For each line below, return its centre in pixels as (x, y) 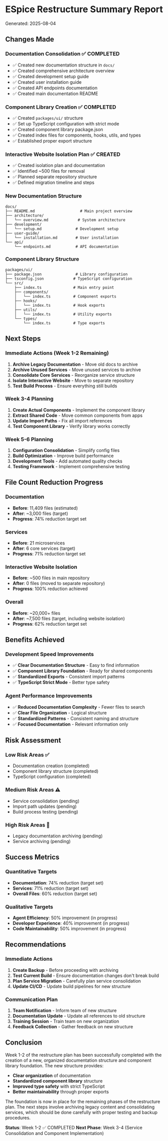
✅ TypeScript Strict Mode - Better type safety (61, 682)
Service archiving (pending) (41, 841)
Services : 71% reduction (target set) (50, 888)
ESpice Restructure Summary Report (84, 9)
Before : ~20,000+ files (36, 613)
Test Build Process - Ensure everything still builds (65, 386)
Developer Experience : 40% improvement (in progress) (71, 923)
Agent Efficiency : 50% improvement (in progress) (65, 918)
